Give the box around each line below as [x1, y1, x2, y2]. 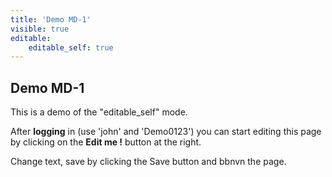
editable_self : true [28, 42, 114, 53]
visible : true [10, 24, 70, 34]
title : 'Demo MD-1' [10, 14, 92, 25]
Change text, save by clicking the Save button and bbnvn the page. [10, 156, 287, 168]
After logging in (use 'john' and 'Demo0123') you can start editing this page [10, 126, 322, 138]
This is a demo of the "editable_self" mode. [10, 106, 188, 118]
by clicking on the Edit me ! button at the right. [10, 136, 202, 148]
